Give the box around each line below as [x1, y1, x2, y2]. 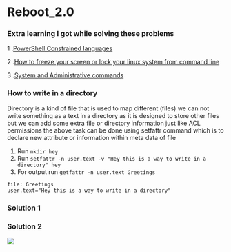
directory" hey [17, 162, 61, 168]
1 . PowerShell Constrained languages [7, 44, 113, 52]
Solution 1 [7, 203, 41, 213]
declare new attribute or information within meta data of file [7, 133, 177, 142]
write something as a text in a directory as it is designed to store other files [7, 111, 219, 119]
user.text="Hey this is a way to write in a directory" [7, 187, 171, 194]
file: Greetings [7, 181, 54, 188]
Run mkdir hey [17, 146, 59, 155]
